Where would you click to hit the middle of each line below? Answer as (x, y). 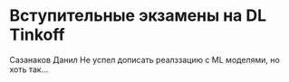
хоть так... (29, 69)
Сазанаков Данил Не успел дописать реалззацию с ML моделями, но (145, 59)
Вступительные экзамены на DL (138, 16)
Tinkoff (37, 35)
